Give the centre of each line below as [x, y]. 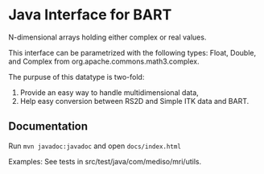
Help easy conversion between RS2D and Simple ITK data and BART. [134, 101]
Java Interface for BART [90, 15]
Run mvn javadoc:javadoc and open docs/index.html [95, 146]
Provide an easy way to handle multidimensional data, [109, 92]
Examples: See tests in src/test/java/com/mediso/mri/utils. [105, 161]
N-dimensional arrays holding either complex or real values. [107, 37]
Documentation [48, 126]
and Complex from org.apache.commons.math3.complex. [104, 61]
